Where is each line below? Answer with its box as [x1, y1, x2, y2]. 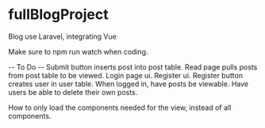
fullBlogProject [8, 6, 109, 24]
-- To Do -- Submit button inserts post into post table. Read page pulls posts [8, 62, 258, 72]
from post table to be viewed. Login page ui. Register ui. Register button [8, 70, 244, 80]
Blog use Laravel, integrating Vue [8, 32, 117, 41]
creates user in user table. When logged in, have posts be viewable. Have [8, 79, 248, 88]
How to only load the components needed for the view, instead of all [8, 103, 232, 112]
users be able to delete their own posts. [8, 87, 138, 96]
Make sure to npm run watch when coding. [8, 47, 148, 56]
